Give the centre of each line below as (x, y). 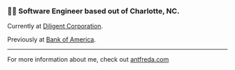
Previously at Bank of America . (52, 40)
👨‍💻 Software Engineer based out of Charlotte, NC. (93, 11)
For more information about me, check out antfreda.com (88, 60)
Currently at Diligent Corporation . (55, 26)
